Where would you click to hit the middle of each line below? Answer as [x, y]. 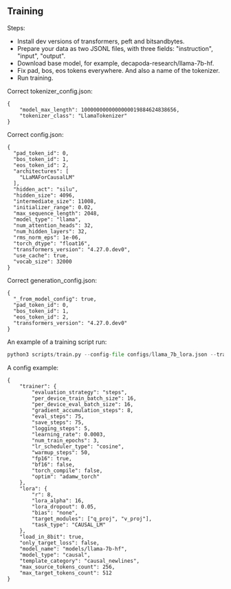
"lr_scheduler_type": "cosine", [78, 447]
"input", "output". [41, 56]
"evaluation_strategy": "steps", [80, 392]
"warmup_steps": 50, [61, 452]
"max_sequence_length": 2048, [56, 213]
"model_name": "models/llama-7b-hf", [74, 549]
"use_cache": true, [41, 255]
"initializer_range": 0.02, [54, 207]
